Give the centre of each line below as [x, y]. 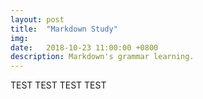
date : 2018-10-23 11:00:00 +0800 [84, 47]
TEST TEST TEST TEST [58, 85]
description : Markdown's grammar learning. [102, 57]
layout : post [37, 19]
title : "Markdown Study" [64, 29]
